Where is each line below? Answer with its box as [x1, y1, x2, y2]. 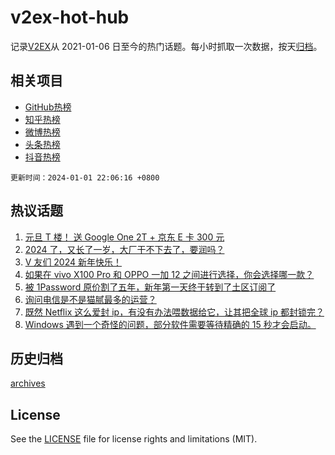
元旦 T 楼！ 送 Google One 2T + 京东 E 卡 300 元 [24, 231, 225, 243]
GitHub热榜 [24, 101, 72, 113]
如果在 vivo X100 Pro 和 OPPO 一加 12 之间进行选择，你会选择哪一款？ [24, 268, 315, 280]
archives [10, 377, 46, 390]
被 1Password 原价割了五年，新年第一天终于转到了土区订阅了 [24, 281, 277, 293]
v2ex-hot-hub [10, 6, 130, 29]
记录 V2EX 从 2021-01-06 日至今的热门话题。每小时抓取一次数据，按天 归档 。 [10, 40, 323, 52]
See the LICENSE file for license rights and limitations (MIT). [10, 433, 258, 445]
